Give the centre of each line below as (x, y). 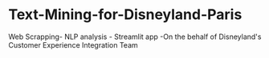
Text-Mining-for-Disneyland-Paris (125, 15)
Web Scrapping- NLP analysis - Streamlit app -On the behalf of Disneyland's (135, 37)
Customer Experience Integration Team (73, 44)
